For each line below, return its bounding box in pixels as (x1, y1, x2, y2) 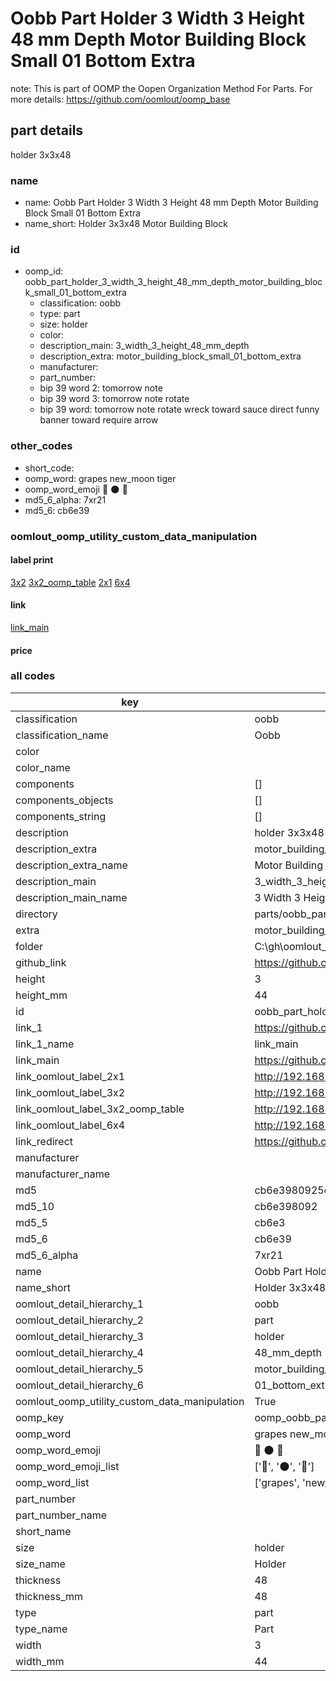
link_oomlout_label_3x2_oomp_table (15, 1102, 185, 1116)
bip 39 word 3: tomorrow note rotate (39, 393, 190, 405)
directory (15, 907, 58, 921)
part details (10, 122, 84, 139)
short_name (15, 1524, 72, 1538)
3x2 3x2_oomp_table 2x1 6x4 (10, 576, 131, 588)
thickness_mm (15, 1589, 84, 1603)
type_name (15, 1622, 68, 1636)
